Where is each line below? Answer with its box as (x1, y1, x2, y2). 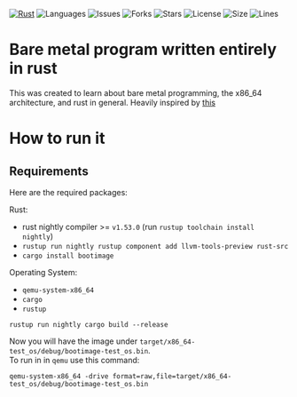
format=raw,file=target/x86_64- (112, 371, 232, 381)
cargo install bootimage (21, 251, 114, 260)
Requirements (9, 163, 89, 179)
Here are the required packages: (9, 187, 129, 197)
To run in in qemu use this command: (9, 354, 140, 365)
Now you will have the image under (9, 336, 138, 346)
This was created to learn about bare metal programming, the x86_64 (9, 87, 262, 98)
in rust (9, 59, 58, 79)
